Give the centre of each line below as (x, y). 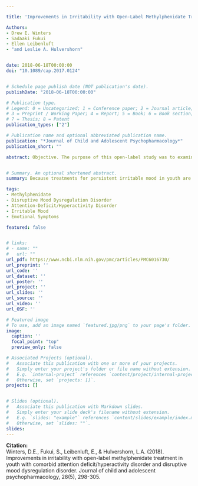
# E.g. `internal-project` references (57, 374)
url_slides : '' (25, 293)
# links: (17, 243)
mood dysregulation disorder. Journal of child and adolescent (81, 471)
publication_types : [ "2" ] (38, 125)
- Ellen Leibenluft (30, 44)
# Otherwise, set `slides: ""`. (49, 423)
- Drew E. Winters (29, 33)
